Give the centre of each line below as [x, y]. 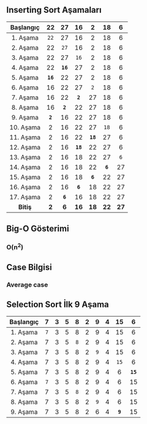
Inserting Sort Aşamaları [54, 10]
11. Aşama [25, 137]
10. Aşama [25, 127]
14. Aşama [25, 167]
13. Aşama [25, 157]
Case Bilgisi [29, 267]
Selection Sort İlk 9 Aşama [58, 305]
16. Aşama [25, 187]
